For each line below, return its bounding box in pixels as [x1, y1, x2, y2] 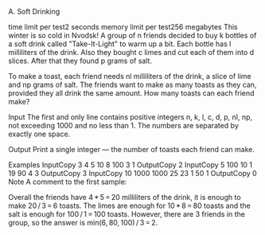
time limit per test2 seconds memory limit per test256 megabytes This [8, 22, 238, 31]
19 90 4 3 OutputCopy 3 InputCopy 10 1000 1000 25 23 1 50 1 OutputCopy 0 [8, 169, 257, 178]
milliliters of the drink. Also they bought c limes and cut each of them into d [8, 48, 255, 57]
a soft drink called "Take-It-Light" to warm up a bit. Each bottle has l [8, 39, 232, 49]
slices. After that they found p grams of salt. [8, 56, 153, 65]
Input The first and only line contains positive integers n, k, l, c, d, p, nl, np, [8, 112, 253, 122]
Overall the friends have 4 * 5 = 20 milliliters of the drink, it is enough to [8, 193, 241, 202]
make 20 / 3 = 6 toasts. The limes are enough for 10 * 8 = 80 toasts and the [8, 201, 251, 210]
